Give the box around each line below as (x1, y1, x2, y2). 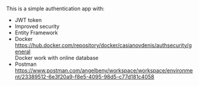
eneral (14, 48, 31, 55)
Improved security (14, 23, 60, 30)
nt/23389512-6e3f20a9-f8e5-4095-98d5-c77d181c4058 (14, 74, 154, 80)
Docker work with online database (14, 55, 99, 61)
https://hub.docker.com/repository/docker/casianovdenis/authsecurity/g (14, 42, 192, 49)
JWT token (14, 17, 42, 23)
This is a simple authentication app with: (6, 5, 105, 12)
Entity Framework (14, 29, 58, 36)
